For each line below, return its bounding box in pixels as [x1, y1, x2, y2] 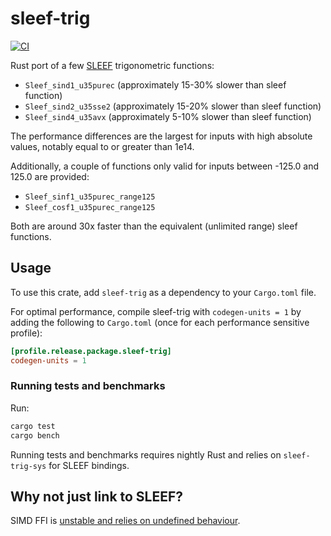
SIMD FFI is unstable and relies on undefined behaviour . [10, 515, 241, 527]
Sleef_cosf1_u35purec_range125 [24, 202, 156, 212]
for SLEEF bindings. [48, 459, 130, 471]
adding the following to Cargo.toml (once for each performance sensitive [10, 316, 310, 328]
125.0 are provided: [10, 170, 90, 182]
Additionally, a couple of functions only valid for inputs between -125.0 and [10, 160, 320, 172]
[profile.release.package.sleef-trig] [10, 346, 172, 356]
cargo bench [10, 430, 60, 441]
